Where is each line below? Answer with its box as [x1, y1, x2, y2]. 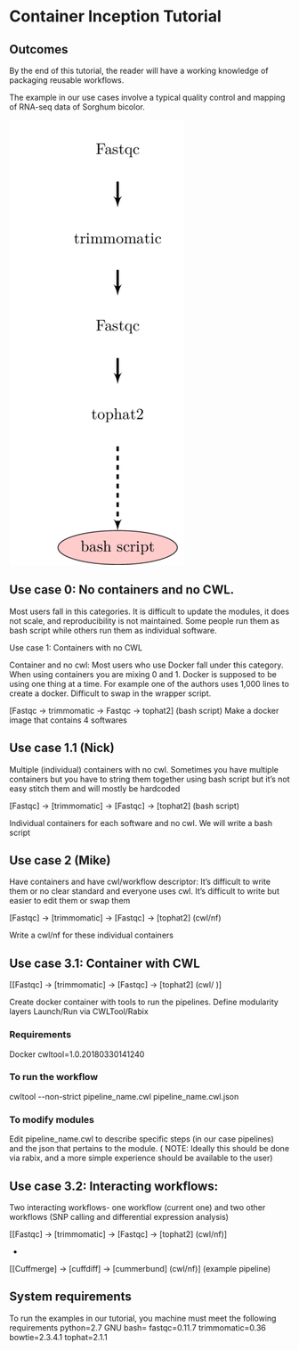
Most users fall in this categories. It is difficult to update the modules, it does [9, 606, 290, 617]
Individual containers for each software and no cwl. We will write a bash [9, 817, 273, 828]
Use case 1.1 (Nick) [9, 741, 115, 756]
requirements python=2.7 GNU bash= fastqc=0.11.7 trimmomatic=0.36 [9, 1322, 267, 1333]
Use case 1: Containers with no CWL [9, 642, 143, 652]
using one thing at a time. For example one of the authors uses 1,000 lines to [9, 678, 289, 689]
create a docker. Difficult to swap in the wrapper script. [9, 688, 212, 699]
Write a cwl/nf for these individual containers [9, 929, 174, 941]
